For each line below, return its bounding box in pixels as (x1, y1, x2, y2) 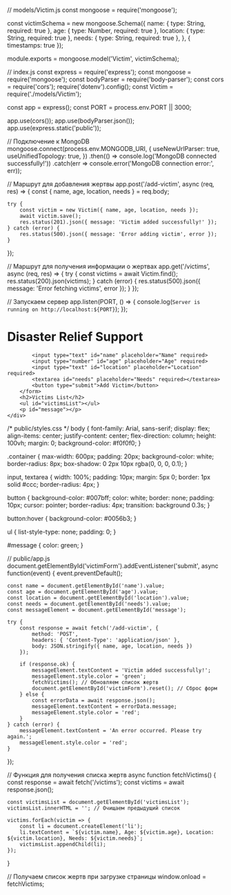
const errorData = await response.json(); (32, 696, 156, 704)
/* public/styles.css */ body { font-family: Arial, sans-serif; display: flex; (7, 424, 210, 432)
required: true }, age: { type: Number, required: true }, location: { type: (7, 27, 205, 34)
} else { (19, 691, 45, 698)
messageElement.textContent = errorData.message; (32, 703, 177, 710)
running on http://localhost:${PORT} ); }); (7, 305, 128, 313)
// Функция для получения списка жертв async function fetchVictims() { (7, 770, 217, 778)
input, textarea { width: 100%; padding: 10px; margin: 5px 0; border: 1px (7, 472, 211, 481)
